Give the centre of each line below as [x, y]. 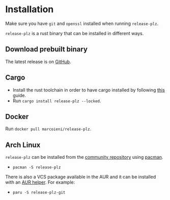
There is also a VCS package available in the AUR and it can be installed [81, 177]
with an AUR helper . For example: [40, 182]
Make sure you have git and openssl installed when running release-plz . [82, 23]
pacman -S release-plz [37, 167]
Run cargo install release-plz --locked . [57, 101]
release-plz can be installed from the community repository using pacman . [84, 157]
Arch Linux [23, 145]
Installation [30, 9]
